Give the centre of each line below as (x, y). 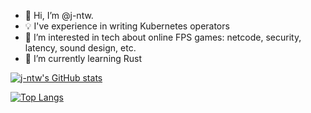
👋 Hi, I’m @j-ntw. (59, 15)
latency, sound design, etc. (80, 48)
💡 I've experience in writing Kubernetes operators (127, 26)
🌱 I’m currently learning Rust (83, 58)
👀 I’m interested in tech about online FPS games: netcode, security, (163, 37)
